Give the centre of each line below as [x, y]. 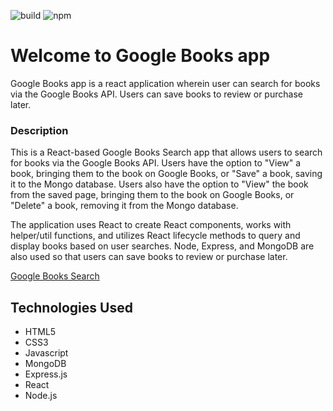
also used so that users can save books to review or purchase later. [149, 257]
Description [39, 130]
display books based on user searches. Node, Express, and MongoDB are [162, 246]
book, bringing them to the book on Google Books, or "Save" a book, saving [166, 174]
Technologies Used [71, 307]
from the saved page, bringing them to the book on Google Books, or [152, 195]
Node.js [41, 396]
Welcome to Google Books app [140, 56]
